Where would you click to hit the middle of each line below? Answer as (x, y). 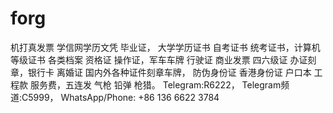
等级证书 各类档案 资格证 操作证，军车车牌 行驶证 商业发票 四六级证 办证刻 (163, 59)
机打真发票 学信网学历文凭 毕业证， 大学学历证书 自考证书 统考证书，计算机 (165, 47)
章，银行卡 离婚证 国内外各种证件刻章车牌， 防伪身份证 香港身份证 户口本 (161, 72)
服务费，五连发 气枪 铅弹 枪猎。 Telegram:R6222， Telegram (155, 84)
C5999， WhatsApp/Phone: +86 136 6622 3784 (120, 97)
